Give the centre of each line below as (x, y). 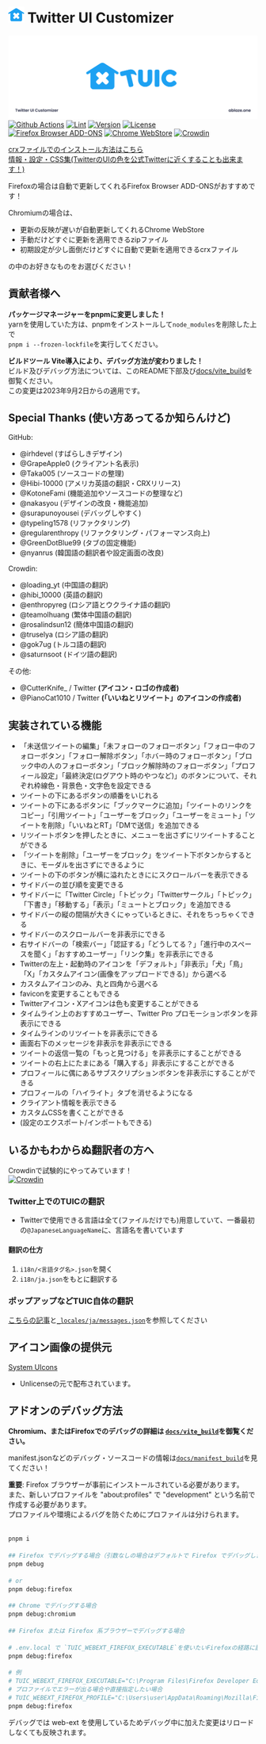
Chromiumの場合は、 (43, 212)
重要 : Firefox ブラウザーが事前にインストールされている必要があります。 (126, 1485)
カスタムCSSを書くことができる (72, 1113)
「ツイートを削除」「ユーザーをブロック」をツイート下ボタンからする (132, 855)
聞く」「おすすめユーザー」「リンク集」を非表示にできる (124, 954)
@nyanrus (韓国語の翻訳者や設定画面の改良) (92, 553)
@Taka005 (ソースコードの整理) (72, 473)
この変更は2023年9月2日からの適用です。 (76, 390)
